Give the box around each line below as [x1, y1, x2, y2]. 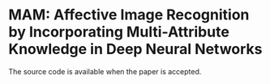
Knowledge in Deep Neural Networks [8, 40, 263, 58]
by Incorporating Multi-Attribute [8, 23, 229, 41]
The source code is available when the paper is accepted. [8, 66, 202, 76]
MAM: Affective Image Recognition [8, 6, 250, 24]
